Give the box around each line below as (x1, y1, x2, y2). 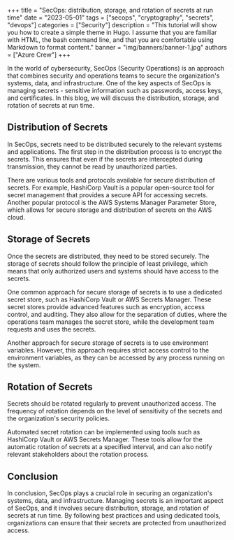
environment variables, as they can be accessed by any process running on (7, 353, 225, 362)
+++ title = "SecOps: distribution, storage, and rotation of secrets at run (7, 6, 213, 14)
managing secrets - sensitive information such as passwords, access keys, (7, 87, 224, 94)
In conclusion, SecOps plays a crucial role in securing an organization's (7, 489, 213, 497)
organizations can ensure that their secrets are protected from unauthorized (7, 519, 226, 527)
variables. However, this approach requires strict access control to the (7, 346, 210, 354)
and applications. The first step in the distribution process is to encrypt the (7, 147, 222, 156)
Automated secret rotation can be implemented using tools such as (7, 428, 200, 436)
